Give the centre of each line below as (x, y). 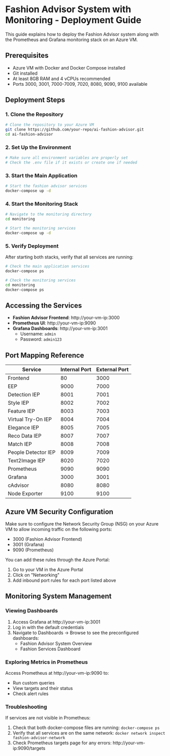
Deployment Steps (35, 100)
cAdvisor (19, 485)
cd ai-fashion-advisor (29, 135)
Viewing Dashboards (32, 611)
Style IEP (19, 403)
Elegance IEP (23, 428)
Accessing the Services (44, 306)
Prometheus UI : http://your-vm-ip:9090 (54, 323)
